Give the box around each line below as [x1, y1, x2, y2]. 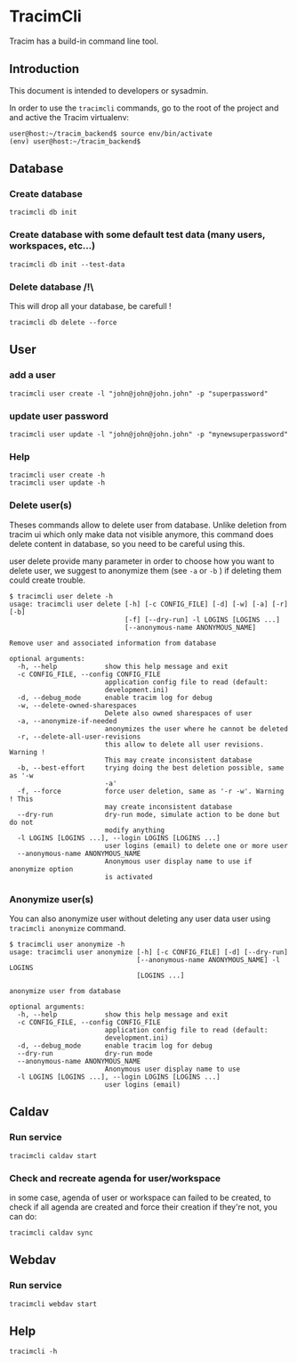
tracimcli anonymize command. [9, 922, 126, 933]
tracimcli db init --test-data [9, 260, 125, 269]
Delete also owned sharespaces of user [104, 708, 253, 718]
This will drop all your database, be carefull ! [9, 301, 172, 312]
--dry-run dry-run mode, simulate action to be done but [17, 810, 280, 819]
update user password [9, 410, 108, 422]
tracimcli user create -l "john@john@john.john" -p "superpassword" [9, 389, 269, 398]
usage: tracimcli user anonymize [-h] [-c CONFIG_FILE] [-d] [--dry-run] [9, 947, 289, 957]
